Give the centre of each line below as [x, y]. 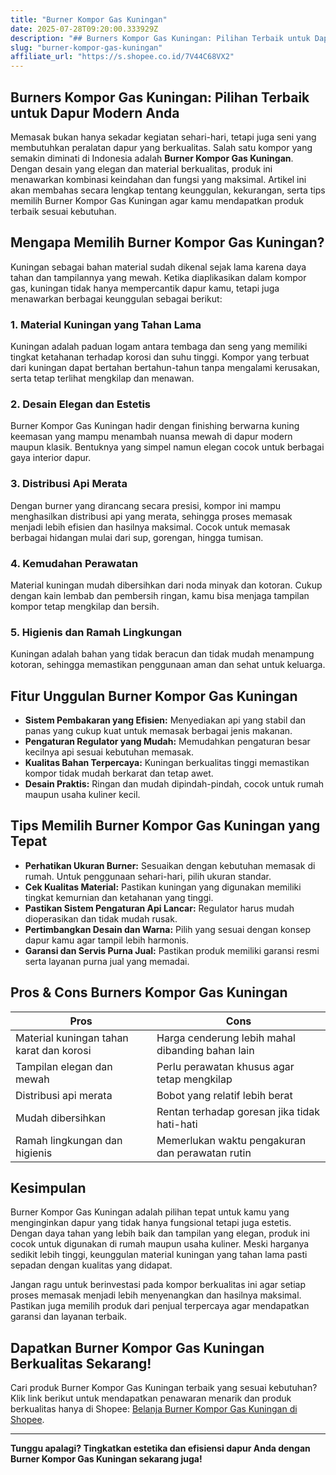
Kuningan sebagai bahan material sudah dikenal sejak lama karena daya [158, 267]
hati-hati [177, 1124]
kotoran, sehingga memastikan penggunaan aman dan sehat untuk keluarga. [168, 665]
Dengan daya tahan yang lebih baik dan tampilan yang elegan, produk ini [160, 1233]
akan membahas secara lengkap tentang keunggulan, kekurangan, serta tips [168, 190]
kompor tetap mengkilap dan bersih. [85, 606]
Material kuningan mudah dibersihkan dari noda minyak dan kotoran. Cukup [166, 585]
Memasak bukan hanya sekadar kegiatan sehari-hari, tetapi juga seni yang [163, 137]
